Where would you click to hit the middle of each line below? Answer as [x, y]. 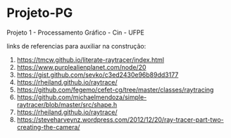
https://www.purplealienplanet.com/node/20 [81, 67]
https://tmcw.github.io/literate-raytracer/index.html [90, 59]
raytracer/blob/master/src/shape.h [67, 104]
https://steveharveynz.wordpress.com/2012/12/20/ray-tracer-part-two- [120, 119]
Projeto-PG [40, 13]
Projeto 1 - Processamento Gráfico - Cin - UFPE [76, 32]
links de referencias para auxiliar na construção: [76, 46]
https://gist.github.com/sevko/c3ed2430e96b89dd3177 [98, 75]
